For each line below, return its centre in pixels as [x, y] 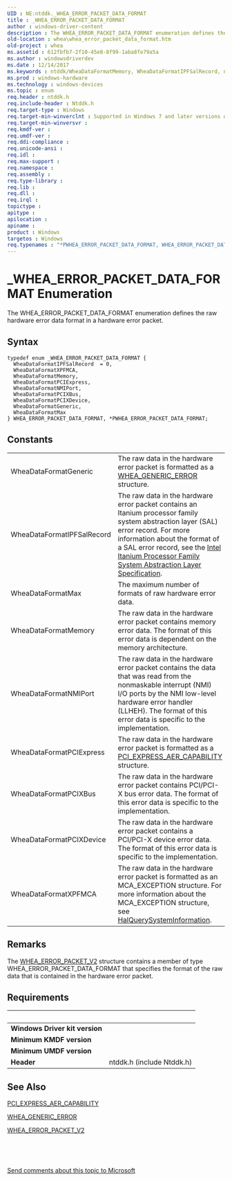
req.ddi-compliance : [38, 142]
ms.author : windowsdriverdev [51, 59]
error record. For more [154, 530]
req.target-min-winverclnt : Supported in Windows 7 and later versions [114, 116]
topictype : [24, 207]
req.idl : [21, 155]
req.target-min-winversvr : [48, 123]
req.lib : [21, 187]
